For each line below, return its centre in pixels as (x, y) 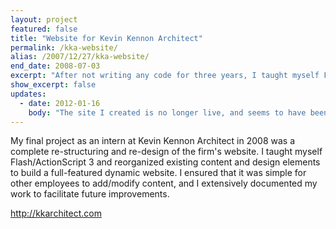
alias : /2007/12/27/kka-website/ (80, 57)
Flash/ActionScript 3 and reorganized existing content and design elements (165, 162)
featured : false (44, 29)
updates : (28, 94)
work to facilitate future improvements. (90, 194)
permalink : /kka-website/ (64, 47)
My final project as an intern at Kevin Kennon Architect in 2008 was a (152, 141)
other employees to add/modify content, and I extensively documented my (164, 183)
